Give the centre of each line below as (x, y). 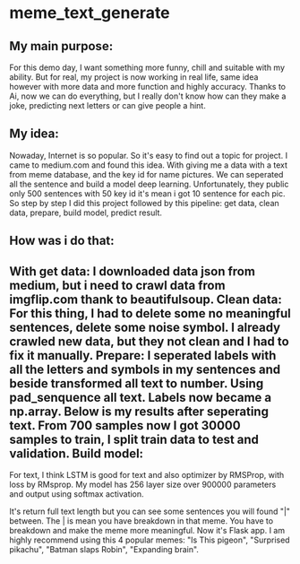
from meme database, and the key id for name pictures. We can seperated (146, 174)
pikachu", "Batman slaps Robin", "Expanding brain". (104, 550)
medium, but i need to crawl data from (117, 285)
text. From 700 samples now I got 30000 (125, 425)
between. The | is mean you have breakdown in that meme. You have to (141, 521)
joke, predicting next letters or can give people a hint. (107, 105)
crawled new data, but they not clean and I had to (149, 341)
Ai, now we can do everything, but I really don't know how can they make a (148, 96)
